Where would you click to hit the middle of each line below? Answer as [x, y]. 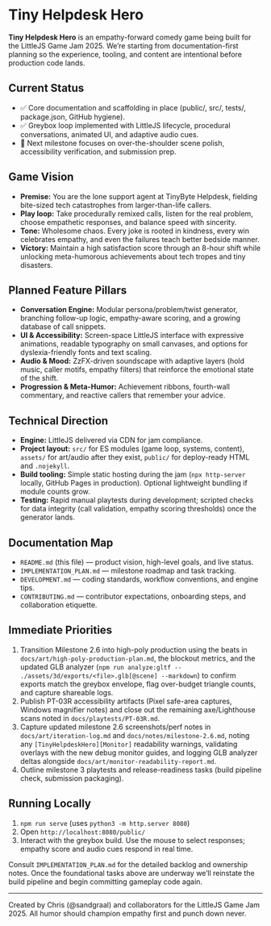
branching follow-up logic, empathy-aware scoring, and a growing [130, 318]
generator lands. [47, 517]
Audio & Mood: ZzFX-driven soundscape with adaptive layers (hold [132, 361]
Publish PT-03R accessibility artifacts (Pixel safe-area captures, [126, 701]
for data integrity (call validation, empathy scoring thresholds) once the [138, 509]
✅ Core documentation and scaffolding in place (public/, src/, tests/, [133, 107]
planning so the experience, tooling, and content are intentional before [125, 54]
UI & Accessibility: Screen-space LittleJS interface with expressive [132, 336]
